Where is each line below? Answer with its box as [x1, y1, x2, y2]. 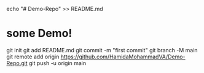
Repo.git [6, 59, 28, 66]
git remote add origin [6, 53, 60, 60]
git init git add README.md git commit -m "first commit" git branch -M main [6, 46, 198, 54]
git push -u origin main [28, 59, 87, 66]
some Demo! [6, 27, 73, 40]
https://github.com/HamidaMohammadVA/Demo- [60, 53, 186, 60]
